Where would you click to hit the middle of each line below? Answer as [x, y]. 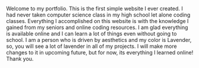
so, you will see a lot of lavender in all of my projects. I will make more [91, 46]
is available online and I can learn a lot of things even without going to [91, 34]
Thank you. [20, 59]
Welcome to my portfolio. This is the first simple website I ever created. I [94, 9]
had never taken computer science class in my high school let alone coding [98, 15]
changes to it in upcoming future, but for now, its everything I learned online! [100, 52]
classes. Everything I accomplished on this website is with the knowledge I [97, 21]
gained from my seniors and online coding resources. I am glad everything [97, 27]
